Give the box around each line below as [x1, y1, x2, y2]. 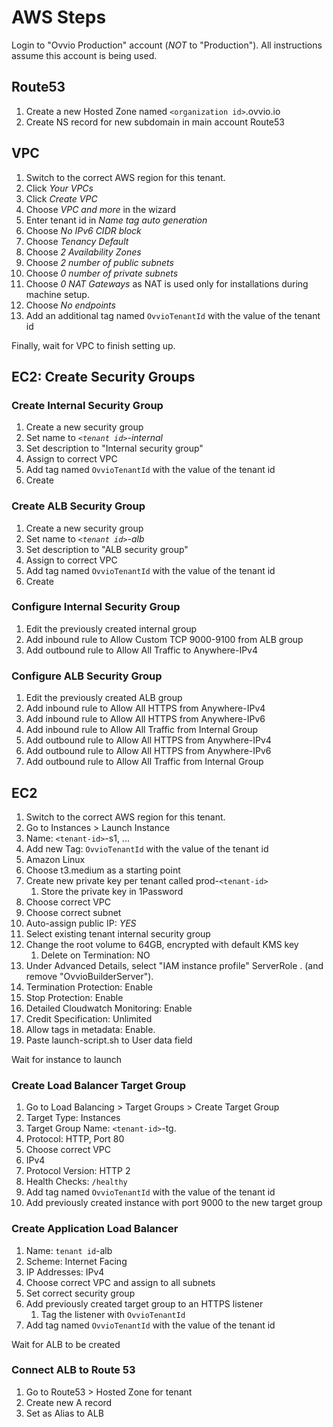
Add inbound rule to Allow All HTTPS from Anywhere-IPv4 [25, 702, 266, 715]
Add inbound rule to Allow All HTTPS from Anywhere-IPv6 [25, 713, 266, 725]
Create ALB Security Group [11, 499, 146, 513]
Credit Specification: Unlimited [25, 1012, 153, 1025]
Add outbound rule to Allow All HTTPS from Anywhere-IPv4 [25, 734, 272, 746]
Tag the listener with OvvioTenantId [40, 1308, 186, 1320]
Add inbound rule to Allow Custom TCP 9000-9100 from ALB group [25, 633, 304, 645]
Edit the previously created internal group [25, 622, 198, 635]
